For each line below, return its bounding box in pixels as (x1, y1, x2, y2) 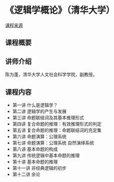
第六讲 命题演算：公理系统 (12, 133, 66, 139)
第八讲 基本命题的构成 (12, 146, 58, 152)
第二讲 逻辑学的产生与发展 (12, 108, 66, 114)
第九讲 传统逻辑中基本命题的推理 (12, 152, 80, 158)
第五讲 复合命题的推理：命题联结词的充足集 (12, 127, 101, 133)
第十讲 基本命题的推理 (12, 158, 58, 164)
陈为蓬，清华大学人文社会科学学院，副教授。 (5, 72, 97, 78)
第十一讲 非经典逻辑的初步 (12, 165, 66, 171)
